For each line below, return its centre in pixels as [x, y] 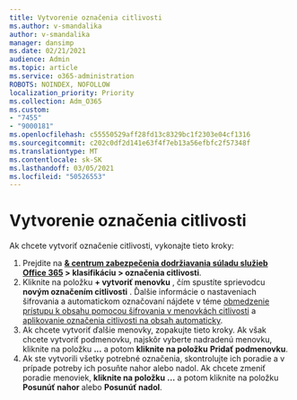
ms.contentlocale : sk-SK [56, 160]
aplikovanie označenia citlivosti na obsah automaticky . [122, 321]
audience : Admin [39, 59]
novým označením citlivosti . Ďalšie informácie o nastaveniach [140, 292]
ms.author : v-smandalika [56, 26]
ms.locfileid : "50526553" [57, 176]
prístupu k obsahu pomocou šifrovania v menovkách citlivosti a [139, 311]
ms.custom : [30, 110]
